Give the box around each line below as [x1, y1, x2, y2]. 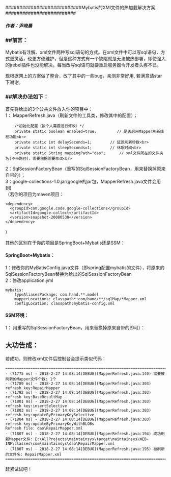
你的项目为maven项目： [14, 191, 64, 197]
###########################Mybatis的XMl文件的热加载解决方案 [5, 5, 156, 10]
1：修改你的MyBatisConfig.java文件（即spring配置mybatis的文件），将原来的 [5, 265, 165, 271]
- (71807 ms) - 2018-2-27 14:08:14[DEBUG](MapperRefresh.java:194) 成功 [5, 431, 161, 436]
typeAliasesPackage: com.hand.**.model [14, 292, 99, 297]
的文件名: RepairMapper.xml [5, 451, 62, 457]
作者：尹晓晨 [5, 22, 32, 29]
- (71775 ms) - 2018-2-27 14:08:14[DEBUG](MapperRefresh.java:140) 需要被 [5, 371, 165, 376]
